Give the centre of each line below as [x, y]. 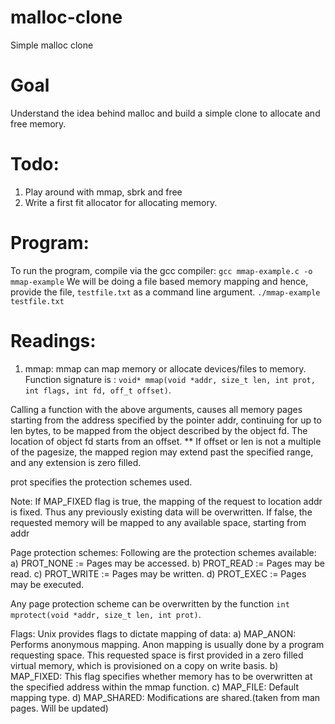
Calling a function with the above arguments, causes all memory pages [156, 409]
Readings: [53, 340]
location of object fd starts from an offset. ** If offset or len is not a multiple [166, 441]
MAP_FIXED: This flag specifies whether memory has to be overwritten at [161, 676]
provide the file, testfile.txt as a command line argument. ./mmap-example [165, 292]
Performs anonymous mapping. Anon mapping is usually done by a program [167, 644]
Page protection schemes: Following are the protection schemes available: [163, 552]
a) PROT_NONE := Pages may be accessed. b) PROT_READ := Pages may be [167, 563]
